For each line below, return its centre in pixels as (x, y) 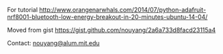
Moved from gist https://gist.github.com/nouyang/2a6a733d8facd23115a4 (112, 30)
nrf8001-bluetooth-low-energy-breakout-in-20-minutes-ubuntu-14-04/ (107, 17)
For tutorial (23, 10)
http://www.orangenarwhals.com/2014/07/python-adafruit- (123, 10)
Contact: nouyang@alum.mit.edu (54, 43)
